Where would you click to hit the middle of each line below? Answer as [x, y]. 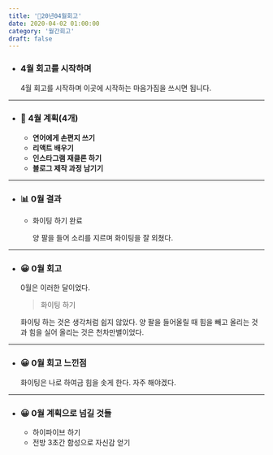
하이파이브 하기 [56, 432]
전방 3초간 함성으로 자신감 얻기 [81, 443]
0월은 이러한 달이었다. [55, 288]
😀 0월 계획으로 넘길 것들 [66, 413]
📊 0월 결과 [41, 198]
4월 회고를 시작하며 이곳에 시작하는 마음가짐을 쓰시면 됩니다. [116, 88]
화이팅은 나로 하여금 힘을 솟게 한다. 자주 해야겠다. [98, 382]
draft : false [30, 39]
